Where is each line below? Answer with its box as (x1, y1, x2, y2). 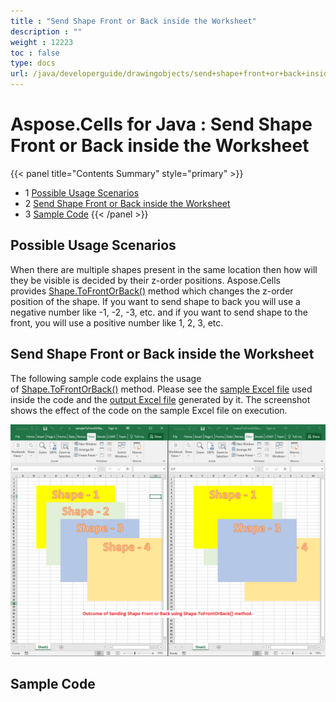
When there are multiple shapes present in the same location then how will (10, 263, 318, 275)
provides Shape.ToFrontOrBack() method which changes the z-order (10, 285, 294, 297)
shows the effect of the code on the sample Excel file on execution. (10, 404, 288, 416)
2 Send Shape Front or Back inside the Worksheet (24, 197, 231, 209)
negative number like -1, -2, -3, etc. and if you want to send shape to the (10, 306, 308, 318)
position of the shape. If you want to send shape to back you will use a (10, 295, 301, 307)
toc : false (10, 48, 60, 58)
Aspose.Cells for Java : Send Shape (10, 113, 313, 136)
